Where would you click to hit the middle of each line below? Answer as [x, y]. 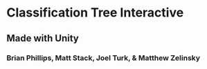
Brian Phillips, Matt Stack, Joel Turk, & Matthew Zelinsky [103, 58]
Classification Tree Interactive [95, 13]
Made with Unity [43, 38]
